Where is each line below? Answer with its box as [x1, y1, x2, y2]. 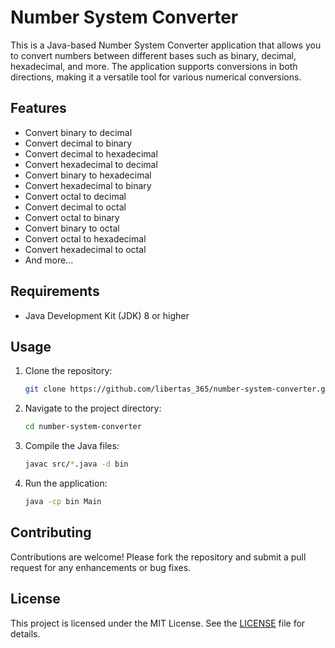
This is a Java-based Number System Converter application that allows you [10, 39, 322, 51]
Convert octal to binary [24, 211, 120, 223]
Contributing [10, 524, 92, 541]
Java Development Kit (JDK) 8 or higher [24, 309, 190, 321]
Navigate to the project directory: [24, 402, 162, 415]
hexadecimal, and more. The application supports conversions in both [10, 60, 298, 72]
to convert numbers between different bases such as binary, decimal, [10, 49, 297, 61]
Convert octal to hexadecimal [24, 232, 147, 245]
